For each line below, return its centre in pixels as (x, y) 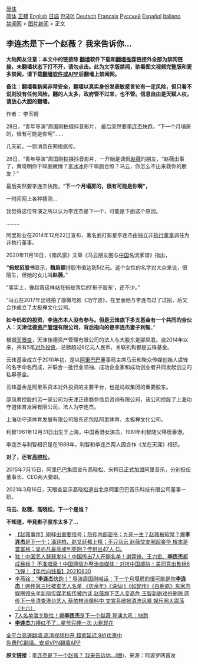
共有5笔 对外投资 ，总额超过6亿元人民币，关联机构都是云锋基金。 (94, 347)
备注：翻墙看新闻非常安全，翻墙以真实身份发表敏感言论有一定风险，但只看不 (99, 86)
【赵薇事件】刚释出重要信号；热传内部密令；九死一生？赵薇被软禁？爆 (100, 534)
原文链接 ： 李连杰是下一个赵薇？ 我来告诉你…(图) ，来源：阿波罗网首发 (91, 655)
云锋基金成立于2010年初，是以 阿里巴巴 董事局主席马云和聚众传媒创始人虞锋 (97, 359)
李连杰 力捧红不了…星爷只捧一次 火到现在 (64, 623)
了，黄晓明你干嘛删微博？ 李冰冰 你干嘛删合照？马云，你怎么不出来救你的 (94, 166)
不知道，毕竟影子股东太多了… (42, 522)
